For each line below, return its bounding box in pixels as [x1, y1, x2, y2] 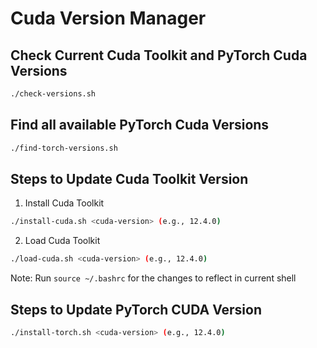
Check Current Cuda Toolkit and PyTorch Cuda [10, 47, 308, 64]
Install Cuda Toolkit [24, 197, 105, 209]
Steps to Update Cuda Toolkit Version [10, 170, 249, 187]
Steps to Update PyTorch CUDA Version [10, 301, 263, 318]
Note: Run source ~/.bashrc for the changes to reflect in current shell [10, 272, 297, 284]
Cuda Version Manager [10, 7, 207, 30]
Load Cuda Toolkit [24, 235, 101, 247]
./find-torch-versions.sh [10, 143, 118, 153]
